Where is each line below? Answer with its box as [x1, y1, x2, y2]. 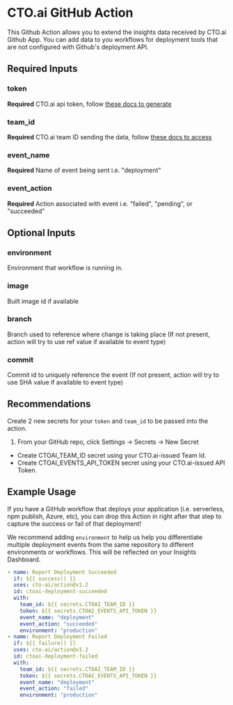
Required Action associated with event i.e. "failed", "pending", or [7, 199, 193, 208]
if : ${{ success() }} [13, 575, 77, 582]
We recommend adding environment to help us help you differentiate [7, 533, 203, 541]
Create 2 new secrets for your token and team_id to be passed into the [7, 417, 209, 425]
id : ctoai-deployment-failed [13, 653, 98, 660]
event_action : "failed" [19, 685, 89, 692]
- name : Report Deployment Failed [7, 633, 108, 640]
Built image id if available [7, 297, 79, 305]
